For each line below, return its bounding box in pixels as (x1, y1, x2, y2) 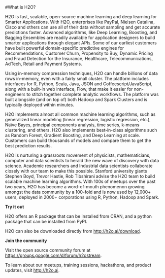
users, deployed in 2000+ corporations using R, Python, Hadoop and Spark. (5, 194, 160, 200)
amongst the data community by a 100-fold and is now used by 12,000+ (5, 189, 151, 195)
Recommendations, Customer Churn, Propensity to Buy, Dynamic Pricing (5, 50, 153, 56)
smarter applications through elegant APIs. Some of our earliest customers (5, 40, 157, 46)
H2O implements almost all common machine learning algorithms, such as (5, 111, 156, 117)
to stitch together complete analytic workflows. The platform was (26, 91, 159, 97)
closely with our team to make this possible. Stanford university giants (5, 168, 147, 174)
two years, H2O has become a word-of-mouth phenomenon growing (5, 184, 145, 189)
